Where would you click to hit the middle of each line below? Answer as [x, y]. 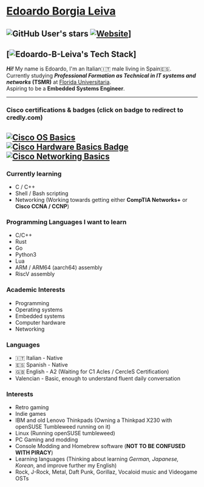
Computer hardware [40, 322]
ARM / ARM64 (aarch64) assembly [59, 268]
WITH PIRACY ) [34, 453]
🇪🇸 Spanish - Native [41, 364]
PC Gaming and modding [46, 440]
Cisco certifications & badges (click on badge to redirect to [95, 110]
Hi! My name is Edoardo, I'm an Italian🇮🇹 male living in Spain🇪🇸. [89, 69]
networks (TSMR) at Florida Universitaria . [59, 82]
